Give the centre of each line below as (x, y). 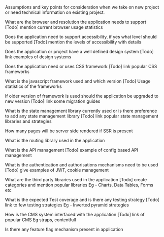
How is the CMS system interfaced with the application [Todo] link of (75, 215)
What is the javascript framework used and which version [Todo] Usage (78, 81)
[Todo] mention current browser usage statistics (54, 27)
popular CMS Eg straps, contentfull (41, 220)
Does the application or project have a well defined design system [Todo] (80, 52)
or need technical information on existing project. (55, 12)
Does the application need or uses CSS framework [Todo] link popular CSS (81, 66)
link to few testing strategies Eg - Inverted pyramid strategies (67, 205)
